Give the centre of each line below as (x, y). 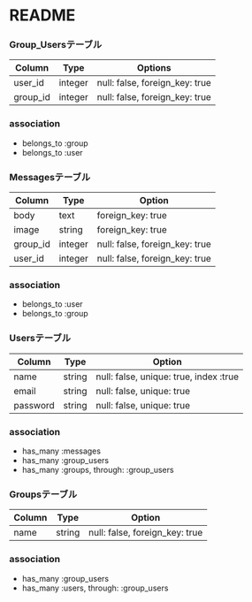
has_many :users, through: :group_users (95, 588)
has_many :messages (61, 451)
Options (154, 68)
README (42, 15)
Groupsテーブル (43, 494)
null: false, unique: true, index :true (168, 377)
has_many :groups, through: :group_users (98, 469)
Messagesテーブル (50, 177)
